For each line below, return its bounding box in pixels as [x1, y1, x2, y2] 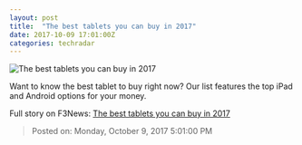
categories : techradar [9, 38, 95, 48]
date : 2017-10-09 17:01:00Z [9, 30, 116, 39]
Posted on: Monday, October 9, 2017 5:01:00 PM [31, 126, 213, 137]
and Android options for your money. [9, 91, 147, 101]
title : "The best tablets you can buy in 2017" [9, 22, 197, 31]
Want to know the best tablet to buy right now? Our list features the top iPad [9, 81, 293, 92]
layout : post [9, 13, 59, 23]
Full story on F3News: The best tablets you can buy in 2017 [9, 108, 231, 119]
